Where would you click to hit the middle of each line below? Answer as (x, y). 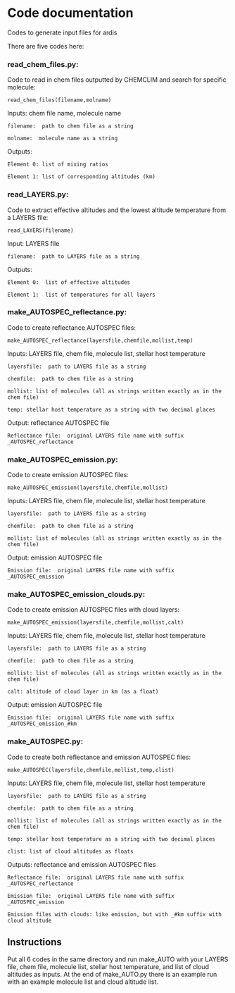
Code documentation (70, 13)
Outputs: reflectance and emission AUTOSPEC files (82, 864)
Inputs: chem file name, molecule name (64, 113)
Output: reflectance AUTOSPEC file (58, 423)
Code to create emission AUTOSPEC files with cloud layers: (94, 610)
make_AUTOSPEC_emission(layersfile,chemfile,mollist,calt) (96, 623)
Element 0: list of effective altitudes (69, 282)
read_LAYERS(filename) (40, 230)
